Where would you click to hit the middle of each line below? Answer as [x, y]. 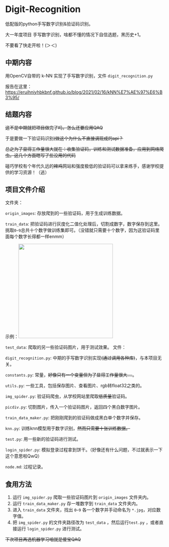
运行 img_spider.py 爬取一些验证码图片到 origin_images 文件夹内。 [82, 497]
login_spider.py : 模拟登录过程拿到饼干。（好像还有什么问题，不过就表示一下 [84, 450]
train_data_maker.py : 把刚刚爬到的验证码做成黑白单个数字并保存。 [74, 418]
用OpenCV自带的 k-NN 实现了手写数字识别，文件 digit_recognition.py [79, 75]
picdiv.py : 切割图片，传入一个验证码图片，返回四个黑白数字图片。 [74, 407]
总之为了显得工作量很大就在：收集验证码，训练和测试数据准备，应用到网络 [82, 149]
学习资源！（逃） [31, 172]
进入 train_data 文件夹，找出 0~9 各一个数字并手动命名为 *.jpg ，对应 [84, 510]
